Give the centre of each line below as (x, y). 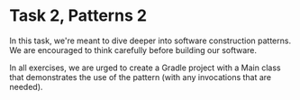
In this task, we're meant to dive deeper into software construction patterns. (150, 41)
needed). (26, 86)
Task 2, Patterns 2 (78, 16)
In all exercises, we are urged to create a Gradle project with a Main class (145, 68)
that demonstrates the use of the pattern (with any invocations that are (141, 77)
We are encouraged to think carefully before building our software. (133, 50)
